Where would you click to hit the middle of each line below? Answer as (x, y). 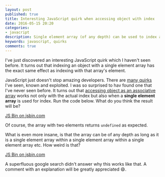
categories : (17, 28)
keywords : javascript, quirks (36, 42)
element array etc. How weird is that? (43, 145)
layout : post (18, 10)
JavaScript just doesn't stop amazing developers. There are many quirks (79, 80)
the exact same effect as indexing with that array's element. (66, 70)
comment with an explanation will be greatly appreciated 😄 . (66, 169)
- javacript (17, 32)
